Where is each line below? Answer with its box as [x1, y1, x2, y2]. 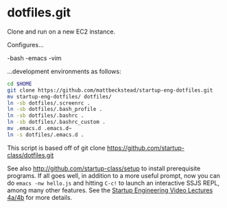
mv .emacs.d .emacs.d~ [7, 125, 72, 132]
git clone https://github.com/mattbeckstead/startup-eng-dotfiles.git [7, 87, 213, 94]
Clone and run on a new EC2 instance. [7, 27, 115, 36]
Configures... [7, 40, 45, 49]
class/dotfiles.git [7, 151, 54, 159]
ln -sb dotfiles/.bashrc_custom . [7, 118, 106, 126]
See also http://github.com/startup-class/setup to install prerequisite [7, 164, 201, 172]
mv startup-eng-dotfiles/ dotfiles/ [7, 93, 112, 100]
